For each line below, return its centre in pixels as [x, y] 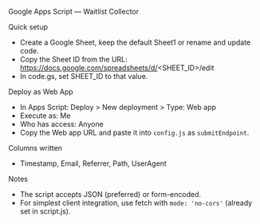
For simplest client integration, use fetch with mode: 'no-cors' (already [136, 203]
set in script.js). [45, 211]
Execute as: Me [45, 116]
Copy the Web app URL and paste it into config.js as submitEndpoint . [134, 132]
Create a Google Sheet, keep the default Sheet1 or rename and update [135, 42]
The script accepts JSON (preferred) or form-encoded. [110, 194]
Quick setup [28, 27]
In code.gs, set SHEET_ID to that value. [84, 76]
